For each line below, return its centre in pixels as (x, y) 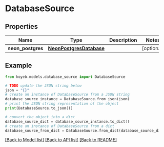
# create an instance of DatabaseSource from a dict (60, 126)
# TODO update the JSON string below (43, 86)
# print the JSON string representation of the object (62, 104)
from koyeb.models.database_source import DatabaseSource (65, 77)
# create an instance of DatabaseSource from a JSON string (68, 95)
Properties (21, 27)
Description (123, 40)
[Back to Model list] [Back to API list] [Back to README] (61, 140)
